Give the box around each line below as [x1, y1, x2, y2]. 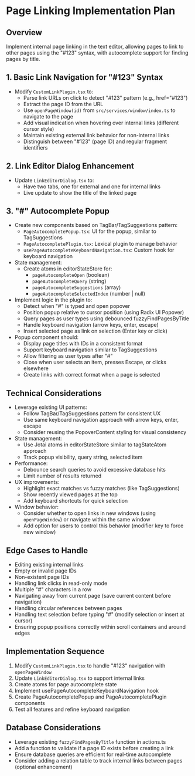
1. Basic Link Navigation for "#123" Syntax [6, 72, 163, 83]
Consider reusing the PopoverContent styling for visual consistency [23, 429, 187, 436]
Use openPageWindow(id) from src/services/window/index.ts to [23, 107, 176, 114]
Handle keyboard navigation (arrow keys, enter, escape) [23, 321, 159, 328]
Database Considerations [6, 723, 101, 733]
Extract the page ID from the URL [23, 100, 104, 107]
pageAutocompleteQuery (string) [32, 277, 107, 285]
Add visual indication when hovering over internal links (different [23, 119, 179, 126]
